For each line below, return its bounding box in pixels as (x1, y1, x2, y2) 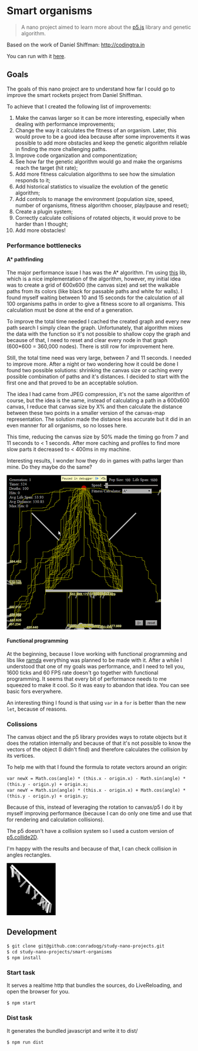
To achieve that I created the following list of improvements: (6, 103, 152, 110)
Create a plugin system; (15, 207, 73, 215)
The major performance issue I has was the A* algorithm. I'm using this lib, (6, 269, 187, 276)
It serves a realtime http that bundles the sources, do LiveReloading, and (6, 982, 183, 989)
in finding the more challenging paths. (15, 145, 108, 152)
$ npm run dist (6, 1039, 44, 1045)
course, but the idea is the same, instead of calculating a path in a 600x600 (6, 397, 190, 404)
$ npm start (6, 1000, 36, 1006)
